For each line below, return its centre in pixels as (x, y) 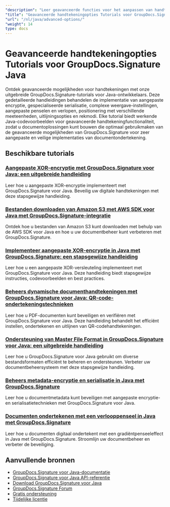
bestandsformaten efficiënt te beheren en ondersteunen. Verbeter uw (78, 362)
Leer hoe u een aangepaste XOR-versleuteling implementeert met (74, 268)
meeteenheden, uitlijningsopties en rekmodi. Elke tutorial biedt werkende (81, 116)
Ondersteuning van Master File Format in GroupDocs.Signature (84, 339)
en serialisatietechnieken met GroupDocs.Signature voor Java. (70, 403)
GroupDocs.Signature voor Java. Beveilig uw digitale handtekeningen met (82, 191)
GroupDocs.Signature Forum (42, 488)
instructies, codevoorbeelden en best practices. (55, 278)
